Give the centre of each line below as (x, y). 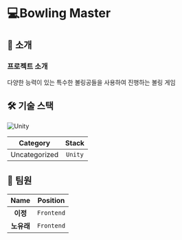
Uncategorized (35, 154)
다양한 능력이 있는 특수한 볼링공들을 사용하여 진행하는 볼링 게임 (92, 82)
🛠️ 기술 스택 (30, 106)
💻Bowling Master (59, 13)
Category (34, 143)
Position (51, 200)
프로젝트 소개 (27, 66)
